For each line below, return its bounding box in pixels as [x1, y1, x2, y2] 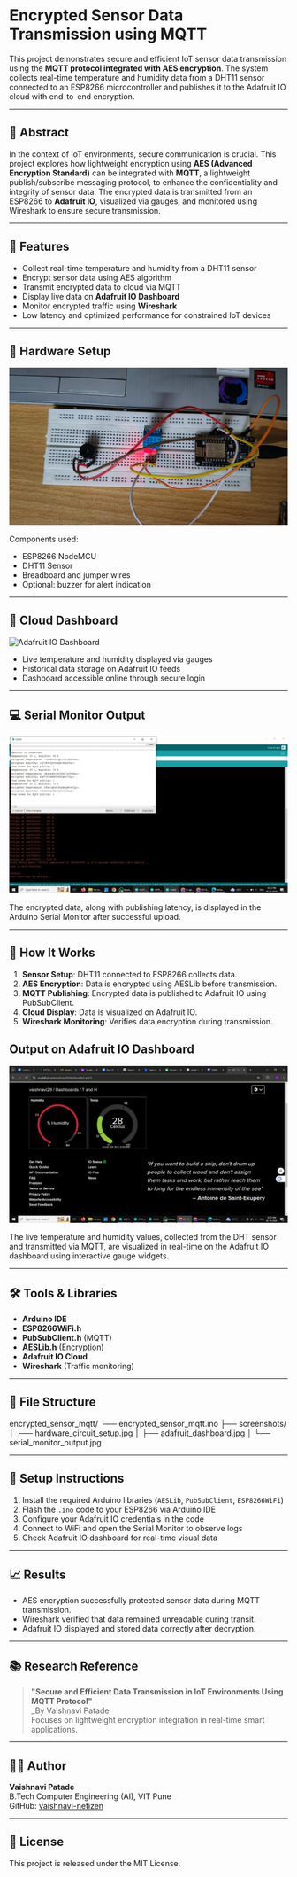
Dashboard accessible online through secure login [21, 673, 206, 683]
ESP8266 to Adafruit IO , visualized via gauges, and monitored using [9, 196, 258, 206]
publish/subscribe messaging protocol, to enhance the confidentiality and [9, 176, 278, 187]
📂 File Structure [9, 1395, 96, 1410]
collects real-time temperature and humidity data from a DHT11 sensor [9, 72, 265, 82]
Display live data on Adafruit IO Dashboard [21, 291, 180, 301]
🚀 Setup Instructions [9, 1471, 125, 1486]
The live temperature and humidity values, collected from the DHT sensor [9, 1232, 277, 1242]
